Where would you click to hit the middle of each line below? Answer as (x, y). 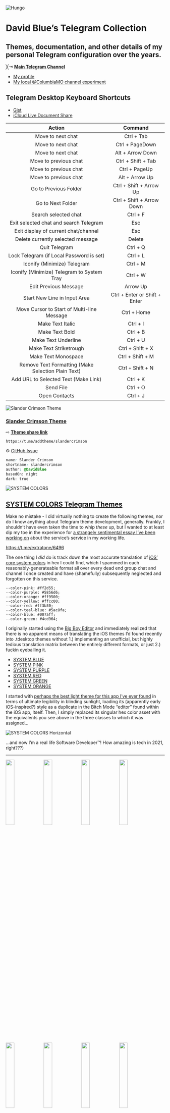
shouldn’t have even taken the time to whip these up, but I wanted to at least (85, 527)
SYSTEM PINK (28, 665)
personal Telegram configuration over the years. (83, 55)
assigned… (17, 723)
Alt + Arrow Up (136, 177)
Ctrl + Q (136, 247)
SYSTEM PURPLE (31, 670)
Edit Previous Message (56, 286)
